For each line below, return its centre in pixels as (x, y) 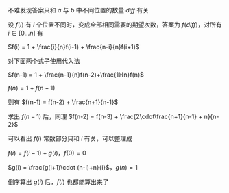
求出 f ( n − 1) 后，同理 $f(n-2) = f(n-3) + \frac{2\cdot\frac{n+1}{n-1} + (105, 116)
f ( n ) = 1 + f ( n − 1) (32, 88)
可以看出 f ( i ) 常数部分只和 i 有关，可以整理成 (70, 138)
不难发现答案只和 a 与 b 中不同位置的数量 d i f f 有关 (79, 10)
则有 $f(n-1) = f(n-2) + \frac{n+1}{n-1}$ (63, 102)
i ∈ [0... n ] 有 (25, 33)
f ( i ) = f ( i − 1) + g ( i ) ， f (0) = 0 (47, 153)
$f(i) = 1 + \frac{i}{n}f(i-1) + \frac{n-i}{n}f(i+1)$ (74, 47)
